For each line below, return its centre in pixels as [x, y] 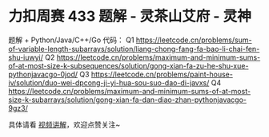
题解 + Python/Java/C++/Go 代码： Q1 [71, 40]
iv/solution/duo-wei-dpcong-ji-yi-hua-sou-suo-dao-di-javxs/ [109, 82]
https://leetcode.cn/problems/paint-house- [162, 74]
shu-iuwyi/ [26, 57]
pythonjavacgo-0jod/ [43, 74]
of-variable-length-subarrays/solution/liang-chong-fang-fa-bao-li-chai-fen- [134, 49]
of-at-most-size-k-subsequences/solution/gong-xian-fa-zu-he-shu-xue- [128, 65]
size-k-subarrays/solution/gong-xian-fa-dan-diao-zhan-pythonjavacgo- [127, 100]
